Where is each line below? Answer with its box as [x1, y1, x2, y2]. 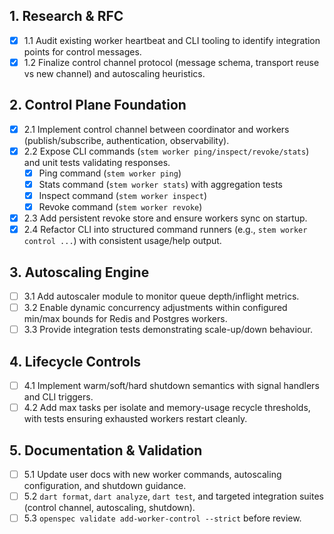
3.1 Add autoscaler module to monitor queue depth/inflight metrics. [23, 290, 300, 303]
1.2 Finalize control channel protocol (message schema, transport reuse [23, 56, 320, 68]
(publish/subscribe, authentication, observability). [23, 134, 230, 146]
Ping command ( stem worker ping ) [38, 167, 182, 179]
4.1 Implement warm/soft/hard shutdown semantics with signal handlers [23, 380, 320, 392]
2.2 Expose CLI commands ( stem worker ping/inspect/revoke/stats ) [23, 145, 310, 157]
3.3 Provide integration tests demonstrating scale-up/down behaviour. [23, 324, 313, 336]
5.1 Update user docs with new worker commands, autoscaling [23, 469, 282, 480]
